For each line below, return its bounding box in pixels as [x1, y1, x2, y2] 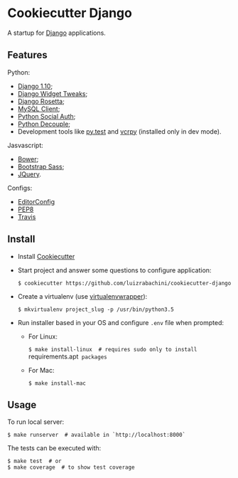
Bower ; [17, 154, 39, 163]
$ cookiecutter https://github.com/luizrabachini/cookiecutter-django [17, 280, 232, 287]
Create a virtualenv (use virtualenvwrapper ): [17, 292, 148, 300]
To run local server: [7, 418, 65, 426]
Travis [17, 212, 36, 221]
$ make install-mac [28, 379, 87, 387]
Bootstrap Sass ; [17, 162, 65, 171]
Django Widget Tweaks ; [17, 89, 88, 97]
